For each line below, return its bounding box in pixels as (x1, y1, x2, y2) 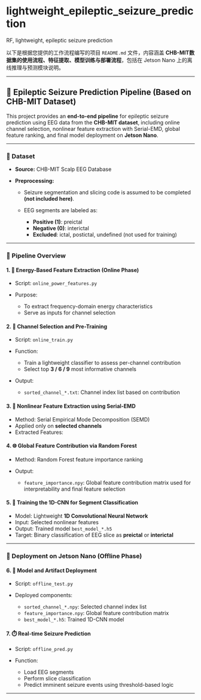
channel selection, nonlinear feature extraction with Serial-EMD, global (6, 125, 181, 132)
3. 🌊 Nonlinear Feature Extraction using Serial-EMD (6, 402, 136, 409)
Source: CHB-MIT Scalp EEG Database (14, 166, 112, 173)
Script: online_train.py (14, 336, 74, 343)
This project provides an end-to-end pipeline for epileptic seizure (6, 112, 169, 120)
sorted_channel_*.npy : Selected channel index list (23, 603, 147, 610)
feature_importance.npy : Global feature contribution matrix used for (23, 479, 191, 486)
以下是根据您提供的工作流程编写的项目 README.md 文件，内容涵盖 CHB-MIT (6, 49, 190, 56)
